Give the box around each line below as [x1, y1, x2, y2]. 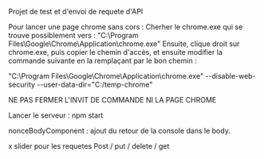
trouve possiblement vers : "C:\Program [8, 31, 139, 40]
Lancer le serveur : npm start [8, 111, 104, 120]
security [8, 79, 36, 89]
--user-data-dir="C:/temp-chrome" [37, 79, 153, 89]
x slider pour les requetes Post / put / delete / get [8, 142, 170, 150]
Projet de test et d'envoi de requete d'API [8, 7, 144, 16]
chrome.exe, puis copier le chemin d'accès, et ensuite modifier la [8, 48, 223, 56]
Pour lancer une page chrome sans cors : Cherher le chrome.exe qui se [8, 22, 243, 31]
